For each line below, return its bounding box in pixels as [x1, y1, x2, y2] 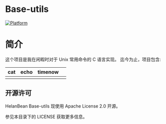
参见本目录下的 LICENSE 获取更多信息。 [5, 114, 87, 120]
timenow [37, 68, 59, 75]
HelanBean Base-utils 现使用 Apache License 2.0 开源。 [5, 103, 121, 109]
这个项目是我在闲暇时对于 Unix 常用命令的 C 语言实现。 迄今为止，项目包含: [5, 56, 161, 62]
